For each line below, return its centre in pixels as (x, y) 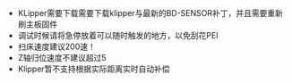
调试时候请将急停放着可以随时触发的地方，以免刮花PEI (118, 35)
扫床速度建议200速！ (56, 46)
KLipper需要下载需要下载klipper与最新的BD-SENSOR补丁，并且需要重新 (150, 13)
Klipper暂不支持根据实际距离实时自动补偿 (94, 69)
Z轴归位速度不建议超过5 (62, 58)
